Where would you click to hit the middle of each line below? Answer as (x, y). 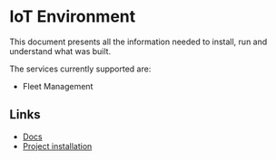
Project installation (57, 146)
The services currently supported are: (80, 69)
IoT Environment (73, 17)
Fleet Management (58, 86)
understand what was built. (60, 51)
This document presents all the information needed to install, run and (138, 42)
